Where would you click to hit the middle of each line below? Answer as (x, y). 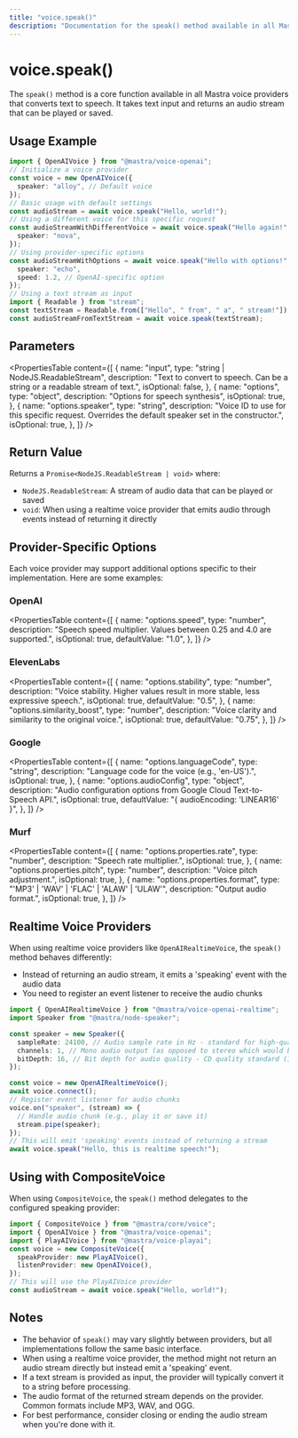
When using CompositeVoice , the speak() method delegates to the (129, 1198)
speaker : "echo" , (49, 269)
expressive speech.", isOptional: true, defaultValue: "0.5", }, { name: (132, 700)
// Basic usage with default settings (81, 203)
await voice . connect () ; (53, 1091)
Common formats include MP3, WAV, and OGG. (108, 1405)
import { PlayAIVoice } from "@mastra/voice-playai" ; (111, 1241)
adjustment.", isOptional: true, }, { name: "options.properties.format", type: (145, 880)
